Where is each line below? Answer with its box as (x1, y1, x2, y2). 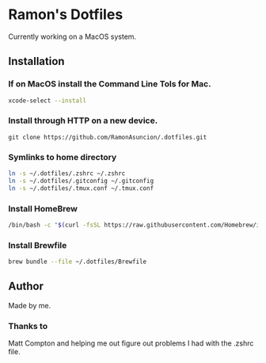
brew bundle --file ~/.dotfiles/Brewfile (8, 258, 147, 266)
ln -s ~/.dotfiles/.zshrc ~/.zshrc (8, 170, 126, 178)
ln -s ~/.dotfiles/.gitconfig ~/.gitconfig (8, 177, 154, 185)
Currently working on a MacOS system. (8, 32, 137, 41)
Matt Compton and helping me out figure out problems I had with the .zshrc (8, 338, 254, 348)
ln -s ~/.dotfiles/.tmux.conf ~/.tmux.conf (8, 184, 154, 192)
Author (8, 280, 44, 293)
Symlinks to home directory (8, 151, 117, 162)
